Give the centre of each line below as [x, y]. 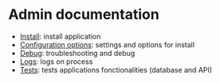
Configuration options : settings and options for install [107, 44]
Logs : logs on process [56, 61]
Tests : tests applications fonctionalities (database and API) [116, 69]
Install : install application [60, 36]
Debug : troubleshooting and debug [77, 53]
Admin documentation [84, 15]
